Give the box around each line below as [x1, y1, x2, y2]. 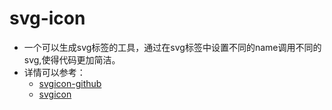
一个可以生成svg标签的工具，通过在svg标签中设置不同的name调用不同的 [23, 41, 322, 53]
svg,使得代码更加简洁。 [23, 53, 121, 66]
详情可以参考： [23, 66, 86, 78]
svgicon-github [38, 77, 102, 89]
